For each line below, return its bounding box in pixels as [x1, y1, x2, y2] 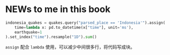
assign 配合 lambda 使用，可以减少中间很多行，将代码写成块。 [5, 44, 135, 50]
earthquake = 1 [14, 29, 42, 35]
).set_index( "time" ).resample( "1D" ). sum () [5, 34, 97, 39]
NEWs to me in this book [5, 4, 111, 15]
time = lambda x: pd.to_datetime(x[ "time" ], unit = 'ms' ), [14, 25, 134, 30]
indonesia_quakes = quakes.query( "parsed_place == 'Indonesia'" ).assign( [5, 20, 166, 25]
